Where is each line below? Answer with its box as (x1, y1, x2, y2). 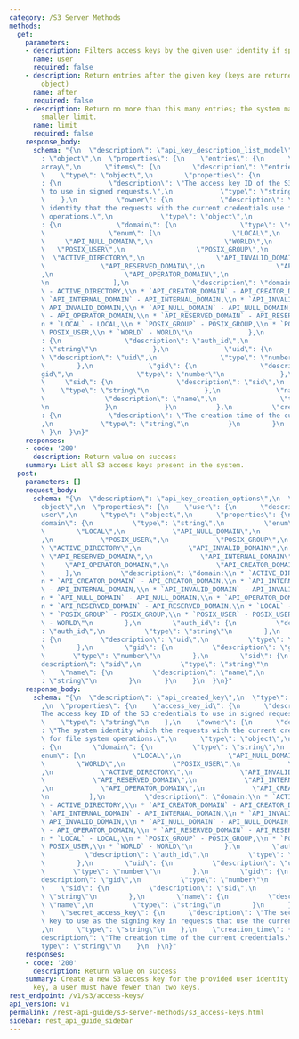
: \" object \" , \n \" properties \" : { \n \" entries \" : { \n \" (41, 153, 296, 163)
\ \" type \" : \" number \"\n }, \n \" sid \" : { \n (41, 652, 289, 661)
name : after (32, 87, 77, 96)
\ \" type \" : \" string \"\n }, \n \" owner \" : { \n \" (41, 718, 285, 727)
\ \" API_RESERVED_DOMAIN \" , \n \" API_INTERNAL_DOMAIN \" (41, 552, 293, 561)
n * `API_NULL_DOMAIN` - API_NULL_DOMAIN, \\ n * (41, 594, 221, 603)
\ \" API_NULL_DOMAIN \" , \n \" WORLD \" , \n (41, 237, 273, 246)
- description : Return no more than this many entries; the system (25, 104, 280, 113)
